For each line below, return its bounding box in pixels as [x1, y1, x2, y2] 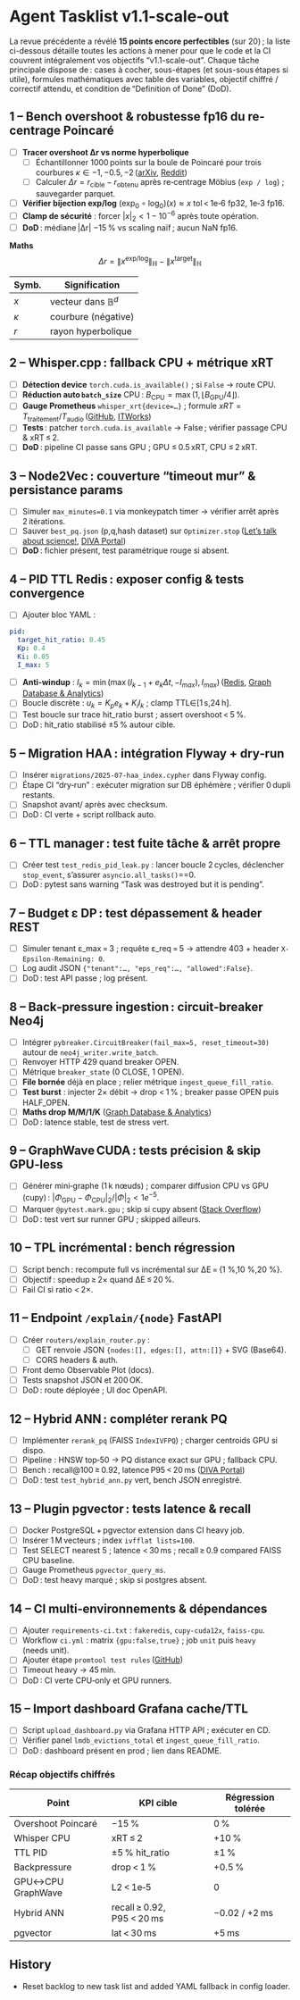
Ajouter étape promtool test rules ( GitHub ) [21, 1654, 184, 1665]
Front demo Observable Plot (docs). [21, 1365, 154, 1376]
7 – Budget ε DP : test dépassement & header [9, 905, 262, 921]
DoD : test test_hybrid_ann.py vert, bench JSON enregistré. [21, 1475, 243, 1485]
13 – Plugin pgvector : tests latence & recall [9, 1501, 252, 1516]
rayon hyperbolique [50, 324, 132, 337]
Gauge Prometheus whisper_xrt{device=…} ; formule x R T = [21, 400, 242, 412]
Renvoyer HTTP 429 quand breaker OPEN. [21, 1057, 179, 1067]
